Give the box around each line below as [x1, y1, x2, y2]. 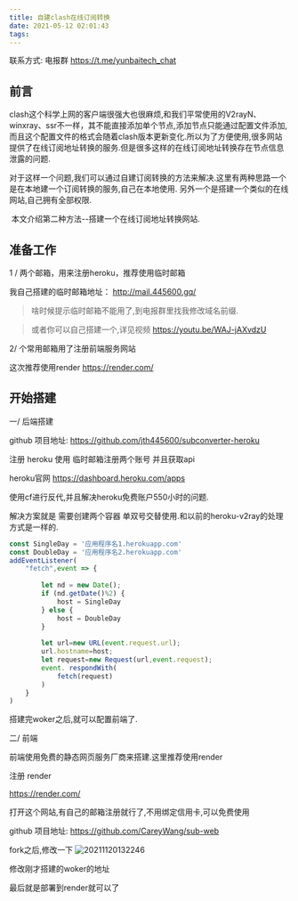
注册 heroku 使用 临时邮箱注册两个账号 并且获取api [9, 453, 196, 464]
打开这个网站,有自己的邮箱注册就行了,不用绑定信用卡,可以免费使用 [9, 807, 251, 817]
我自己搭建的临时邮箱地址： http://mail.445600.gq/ [9, 287, 197, 296]
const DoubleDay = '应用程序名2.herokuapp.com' [9, 548, 182, 556]
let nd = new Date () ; [41, 580, 122, 590]
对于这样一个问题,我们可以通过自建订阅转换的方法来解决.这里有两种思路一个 [9, 173, 287, 183]
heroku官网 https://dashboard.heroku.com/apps [9, 473, 185, 483]
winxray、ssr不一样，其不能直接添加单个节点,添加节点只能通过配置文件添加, [9, 120, 287, 131]
